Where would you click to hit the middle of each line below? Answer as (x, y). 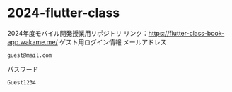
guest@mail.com (30, 55)
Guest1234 (22, 82)
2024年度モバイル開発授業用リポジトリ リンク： (78, 33)
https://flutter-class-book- (186, 33)
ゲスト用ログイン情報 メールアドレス (113, 42)
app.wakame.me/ (33, 42)
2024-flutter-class (64, 13)
